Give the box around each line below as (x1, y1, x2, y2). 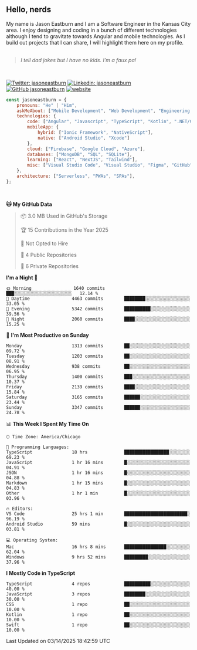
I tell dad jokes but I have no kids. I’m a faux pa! (20, 56, 137, 63)
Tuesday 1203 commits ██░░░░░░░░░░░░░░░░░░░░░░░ (6, 353, 191, 359)
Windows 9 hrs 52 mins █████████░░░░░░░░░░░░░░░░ (6, 554, 191, 560)
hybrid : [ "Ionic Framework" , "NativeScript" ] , (37, 130, 154, 136)
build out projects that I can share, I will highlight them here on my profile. (6, 39, 184, 46)
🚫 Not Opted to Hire (20, 240, 69, 247)
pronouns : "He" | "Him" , (16, 102, 77, 108)
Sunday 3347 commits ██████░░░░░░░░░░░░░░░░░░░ (6, 404, 191, 410)
